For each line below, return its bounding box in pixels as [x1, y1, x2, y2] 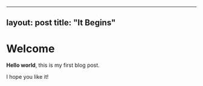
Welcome [6, 41, 55, 55]
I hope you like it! [6, 73, 49, 81]
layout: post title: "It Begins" [6, 17, 116, 28]
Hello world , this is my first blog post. [6, 61, 100, 69]
